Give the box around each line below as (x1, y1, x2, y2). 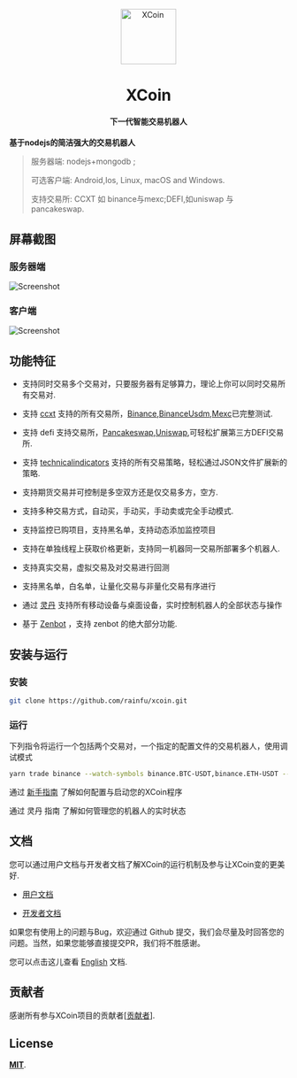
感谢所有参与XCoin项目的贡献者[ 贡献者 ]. (9, 1010, 156, 1020)
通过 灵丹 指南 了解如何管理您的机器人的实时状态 (9, 805, 187, 816)
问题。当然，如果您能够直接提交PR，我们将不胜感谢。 (9, 937, 205, 948)
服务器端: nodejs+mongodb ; (30, 156, 136, 167)
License (9, 1036, 54, 1051)
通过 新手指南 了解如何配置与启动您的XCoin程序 (9, 786, 183, 797)
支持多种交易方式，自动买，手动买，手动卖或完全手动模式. (21, 505, 234, 517)
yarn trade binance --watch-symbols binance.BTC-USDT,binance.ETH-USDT (9, 770, 278, 779)
